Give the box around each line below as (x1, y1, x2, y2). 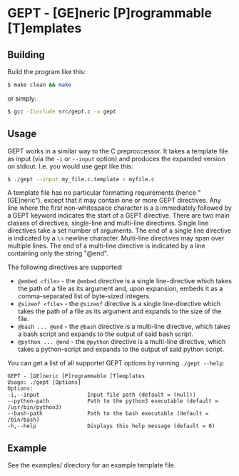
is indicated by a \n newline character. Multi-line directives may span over (7, 234, 225, 243)
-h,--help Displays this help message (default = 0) (7, 422, 215, 430)
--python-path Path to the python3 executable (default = (7, 397, 219, 405)
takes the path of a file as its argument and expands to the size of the (17, 307, 222, 315)
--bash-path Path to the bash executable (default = (7, 410, 209, 417)
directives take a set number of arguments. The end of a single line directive (7, 226, 232, 235)
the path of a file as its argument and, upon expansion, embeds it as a (17, 284, 223, 293)
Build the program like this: (7, 68, 86, 76)
